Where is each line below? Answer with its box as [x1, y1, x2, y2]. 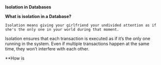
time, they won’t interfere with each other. [5, 46, 90, 51]
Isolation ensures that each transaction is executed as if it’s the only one [5, 36, 151, 41]
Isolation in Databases [5, 4, 51, 10]
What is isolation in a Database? [5, 14, 72, 19]
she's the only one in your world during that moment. [5, 27, 119, 32]
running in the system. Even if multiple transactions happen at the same [5, 41, 150, 47]
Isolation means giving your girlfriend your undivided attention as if [5, 23, 157, 28]
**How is [5, 55, 24, 61]
